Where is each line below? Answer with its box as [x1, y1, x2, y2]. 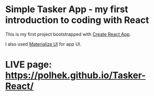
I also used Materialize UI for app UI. [5, 41, 81, 47]
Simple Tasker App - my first [5, 4, 129, 15]
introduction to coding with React [5, 14, 149, 26]
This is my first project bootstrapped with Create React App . [5, 31, 131, 37]
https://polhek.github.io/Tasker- [5, 70, 146, 81]
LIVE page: [5, 59, 52, 71]
